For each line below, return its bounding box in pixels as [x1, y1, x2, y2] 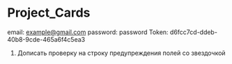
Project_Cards [7, 5, 91, 21]
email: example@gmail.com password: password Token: [7, 28, 169, 36]
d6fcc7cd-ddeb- [169, 28, 218, 36]
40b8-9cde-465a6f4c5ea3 [7, 35, 86, 43]
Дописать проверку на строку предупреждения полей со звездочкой [17, 49, 226, 57]
